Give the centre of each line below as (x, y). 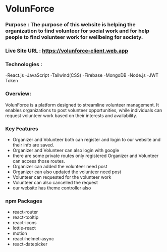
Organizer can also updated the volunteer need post (67, 172)
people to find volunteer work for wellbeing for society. (74, 37)
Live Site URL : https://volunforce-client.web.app (67, 51)
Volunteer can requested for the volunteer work (62, 177)
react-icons (24, 223)
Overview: (18, 94)
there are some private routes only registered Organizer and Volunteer (86, 156)
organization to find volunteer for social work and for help (77, 31)
